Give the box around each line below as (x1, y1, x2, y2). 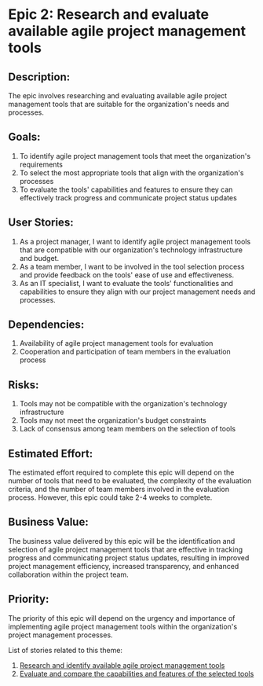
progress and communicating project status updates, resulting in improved (8, 552, 250, 563)
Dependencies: (8, 318, 85, 332)
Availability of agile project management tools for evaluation (19, 339, 214, 348)
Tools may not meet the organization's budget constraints (19, 416, 206, 425)
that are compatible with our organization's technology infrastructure (19, 245, 243, 255)
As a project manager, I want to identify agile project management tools (19, 237, 251, 246)
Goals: (8, 130, 41, 144)
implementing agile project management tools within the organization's (8, 622, 238, 631)
